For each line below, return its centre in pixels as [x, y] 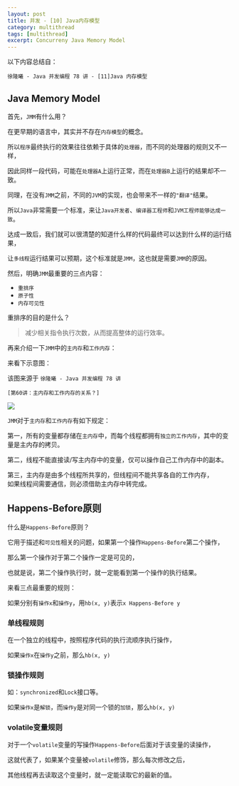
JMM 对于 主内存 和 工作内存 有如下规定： [59, 420]
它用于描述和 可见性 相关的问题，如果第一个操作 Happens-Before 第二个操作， [116, 542]
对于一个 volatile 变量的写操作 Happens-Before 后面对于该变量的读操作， [111, 744]
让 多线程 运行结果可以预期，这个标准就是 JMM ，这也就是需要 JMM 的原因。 [109, 258]
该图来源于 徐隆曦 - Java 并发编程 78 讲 [64, 378]
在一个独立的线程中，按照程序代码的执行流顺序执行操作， [91, 640]
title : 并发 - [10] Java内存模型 [54, 21]
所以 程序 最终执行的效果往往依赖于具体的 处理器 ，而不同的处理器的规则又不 [114, 146]
